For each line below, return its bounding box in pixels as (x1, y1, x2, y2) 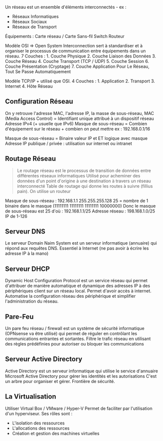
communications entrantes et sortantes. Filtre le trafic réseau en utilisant (5, 336, 151, 342)
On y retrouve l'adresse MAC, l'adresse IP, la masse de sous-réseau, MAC (5, 110, 155, 116)
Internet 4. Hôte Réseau (5, 83, 53, 89)
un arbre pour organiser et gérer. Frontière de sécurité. (5, 378, 116, 384)
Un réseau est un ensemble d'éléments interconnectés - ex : (5, 4, 127, 10)
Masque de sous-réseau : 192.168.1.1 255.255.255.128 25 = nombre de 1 (5, 197, 148, 204)
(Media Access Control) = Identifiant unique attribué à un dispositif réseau (5, 115, 154, 121)
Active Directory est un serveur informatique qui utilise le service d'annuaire (5, 368, 158, 374)
